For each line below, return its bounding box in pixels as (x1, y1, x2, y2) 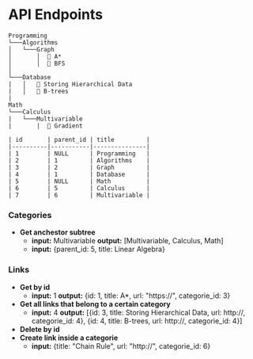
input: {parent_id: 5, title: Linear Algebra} (31, 244, 166, 254)
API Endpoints (8, 6, 104, 24)
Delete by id (19, 324, 60, 334)
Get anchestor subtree (19, 227, 96, 237)
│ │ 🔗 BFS (8, 59, 66, 67)
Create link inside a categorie (19, 333, 119, 342)
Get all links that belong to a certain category (19, 299, 172, 308)
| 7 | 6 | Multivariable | (8, 191, 150, 199)
